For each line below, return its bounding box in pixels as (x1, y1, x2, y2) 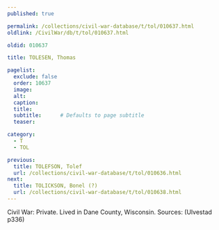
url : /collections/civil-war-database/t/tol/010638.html (13, 189, 182, 196)
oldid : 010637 (7, 42, 49, 49)
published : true (7, 10, 54, 17)
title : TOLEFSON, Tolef (13, 163, 82, 170)
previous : (7, 156, 36, 163)
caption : (13, 99, 39, 106)
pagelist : (7, 67, 36, 74)
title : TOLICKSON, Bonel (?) (13, 182, 98, 190)
